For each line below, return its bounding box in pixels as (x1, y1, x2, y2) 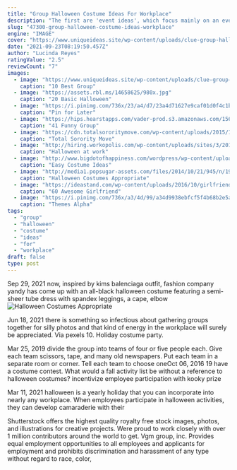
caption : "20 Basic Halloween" (20, 96, 112, 103)
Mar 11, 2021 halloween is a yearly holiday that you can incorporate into (7, 388, 214, 396)
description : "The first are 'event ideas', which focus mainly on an (7, 17, 219, 24)
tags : (7, 208, 23, 215)
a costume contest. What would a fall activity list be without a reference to (7, 367, 223, 375)
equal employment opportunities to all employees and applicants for (7, 439, 205, 447)
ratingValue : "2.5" (7, 57, 65, 64)
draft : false (7, 254, 46, 261)
